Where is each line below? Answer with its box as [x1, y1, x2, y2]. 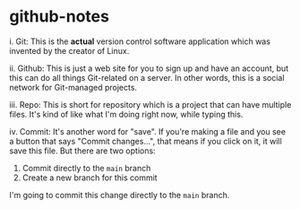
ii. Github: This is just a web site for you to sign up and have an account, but [9, 63, 289, 74]
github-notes [9, 6, 110, 27]
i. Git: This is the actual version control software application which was [9, 36, 271, 47]
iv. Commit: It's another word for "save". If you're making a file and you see [9, 126, 287, 136]
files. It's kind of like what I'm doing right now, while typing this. [9, 109, 244, 119]
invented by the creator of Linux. [9, 45, 130, 56]
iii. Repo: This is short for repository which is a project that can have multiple [9, 99, 292, 109]
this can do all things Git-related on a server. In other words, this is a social [9, 72, 285, 83]
